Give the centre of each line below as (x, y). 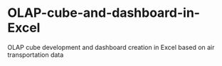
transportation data (36, 55)
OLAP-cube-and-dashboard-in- (104, 13)
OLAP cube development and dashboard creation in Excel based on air (111, 47)
